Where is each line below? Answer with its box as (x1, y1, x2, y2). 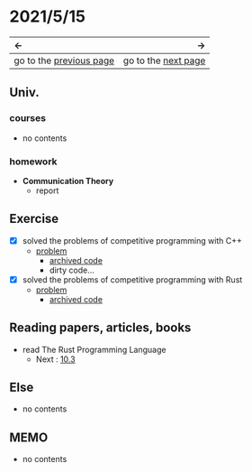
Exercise (9, 211, 59, 227)
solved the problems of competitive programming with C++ (22, 235, 243, 245)
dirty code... (49, 264, 94, 275)
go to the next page (122, 54, 206, 67)
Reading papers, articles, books (9, 320, 192, 336)
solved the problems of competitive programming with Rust (22, 273, 243, 285)
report (35, 185, 59, 196)
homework (9, 155, 58, 168)
